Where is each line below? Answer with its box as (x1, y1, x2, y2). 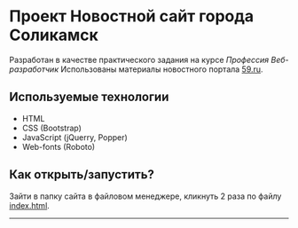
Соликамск (9, 25, 99, 45)
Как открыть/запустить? (9, 167, 155, 183)
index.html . (9, 200, 51, 210)
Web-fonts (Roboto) (21, 141, 96, 152)
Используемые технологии (9, 90, 169, 105)
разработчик (9, 64, 59, 75)
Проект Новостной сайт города (9, 6, 255, 27)
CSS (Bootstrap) (21, 122, 82, 133)
